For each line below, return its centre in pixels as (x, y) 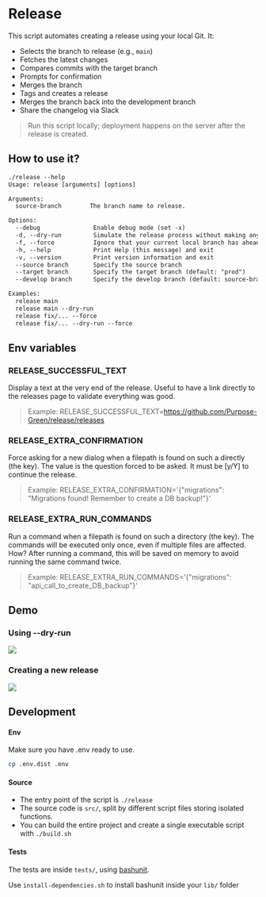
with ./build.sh (46, 834)
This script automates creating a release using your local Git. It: (111, 36)
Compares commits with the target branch (89, 67)
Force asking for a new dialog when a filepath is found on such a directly (127, 458)
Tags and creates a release (64, 93)
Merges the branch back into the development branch (108, 102)
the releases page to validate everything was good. (92, 397)
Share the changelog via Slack (69, 110)
